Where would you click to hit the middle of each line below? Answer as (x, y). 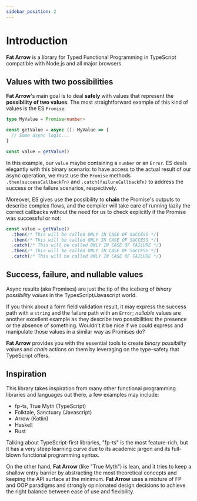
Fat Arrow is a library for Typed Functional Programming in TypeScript (91, 57)
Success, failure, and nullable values (75, 275)
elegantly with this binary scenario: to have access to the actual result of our (98, 169)
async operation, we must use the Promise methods (69, 175)
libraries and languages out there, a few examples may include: (83, 394)
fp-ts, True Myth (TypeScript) (50, 406)
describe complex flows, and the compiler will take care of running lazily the (98, 205)
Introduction (37, 40)
